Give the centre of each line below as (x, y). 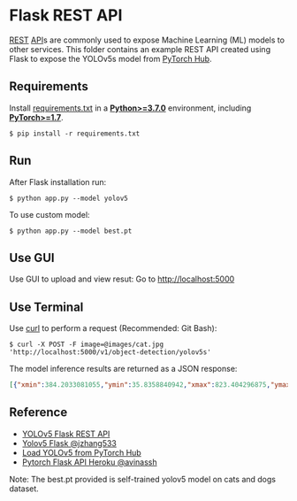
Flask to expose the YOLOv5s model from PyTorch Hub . (110, 58)
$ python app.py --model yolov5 (69, 198)
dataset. (24, 489)
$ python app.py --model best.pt (71, 231)
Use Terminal (46, 307)
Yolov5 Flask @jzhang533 (69, 443)
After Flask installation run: (58, 181)
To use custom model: (49, 214)
